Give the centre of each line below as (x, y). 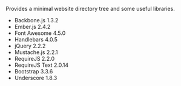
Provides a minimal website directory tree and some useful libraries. (90, 9)
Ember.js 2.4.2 (32, 27)
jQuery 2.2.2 (30, 46)
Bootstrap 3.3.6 (34, 71)
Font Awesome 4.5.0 (40, 33)
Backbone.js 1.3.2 (36, 20)
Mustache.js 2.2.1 (36, 52)
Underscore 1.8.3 (36, 78)
